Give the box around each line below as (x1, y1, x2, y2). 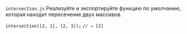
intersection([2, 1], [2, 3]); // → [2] (5, 23, 104, 29)
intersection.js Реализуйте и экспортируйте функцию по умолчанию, (5, 5, 181, 12)
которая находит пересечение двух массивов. (5, 11, 122, 18)
